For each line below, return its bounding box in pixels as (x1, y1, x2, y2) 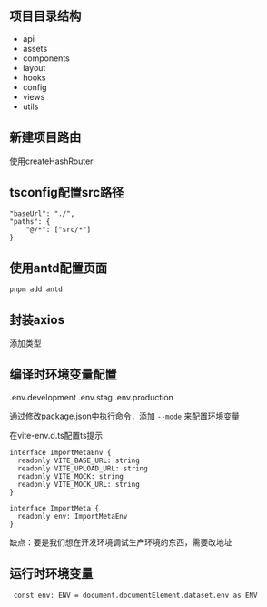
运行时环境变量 (9, 566, 94, 582)
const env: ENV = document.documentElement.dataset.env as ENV (13, 591, 258, 600)
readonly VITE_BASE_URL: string (17, 456, 141, 465)
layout (22, 62, 46, 73)
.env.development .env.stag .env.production (9, 391, 174, 402)
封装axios (9, 312, 65, 328)
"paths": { (9, 218, 51, 227)
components (22, 53, 70, 64)
